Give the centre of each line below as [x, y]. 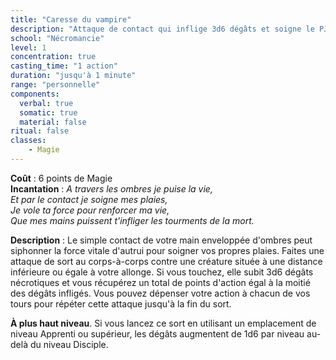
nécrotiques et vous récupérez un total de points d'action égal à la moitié [160, 282]
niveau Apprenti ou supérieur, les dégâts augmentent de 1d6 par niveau [157, 333]
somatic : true [48, 112]
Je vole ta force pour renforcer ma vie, [90, 210]
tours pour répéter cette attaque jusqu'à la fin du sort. [121, 303]
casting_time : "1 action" [64, 66]
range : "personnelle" [55, 85]
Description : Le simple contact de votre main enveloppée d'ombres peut [161, 240]
